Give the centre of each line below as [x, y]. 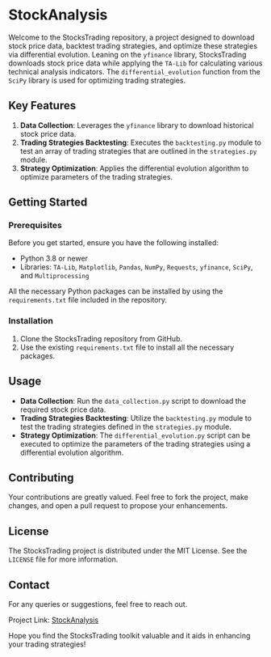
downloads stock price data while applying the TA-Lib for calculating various [135, 63]
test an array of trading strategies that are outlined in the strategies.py [138, 150]
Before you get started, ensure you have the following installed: [114, 243]
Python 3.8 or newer [54, 259]
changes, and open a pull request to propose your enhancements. [118, 506]
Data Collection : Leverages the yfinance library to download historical [137, 125]
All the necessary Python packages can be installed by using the [116, 291]
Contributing [41, 478]
